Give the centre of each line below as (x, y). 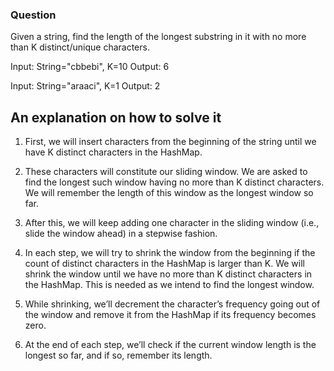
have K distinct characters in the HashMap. (113, 152)
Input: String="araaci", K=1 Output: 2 (85, 86)
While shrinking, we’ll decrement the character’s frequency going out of (172, 304)
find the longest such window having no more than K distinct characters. (174, 182)
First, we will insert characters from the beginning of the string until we (170, 142)
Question (33, 15)
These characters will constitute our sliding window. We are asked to (166, 172)
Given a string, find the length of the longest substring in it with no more (158, 37)
